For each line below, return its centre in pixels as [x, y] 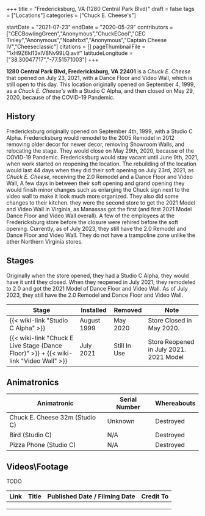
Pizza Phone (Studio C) [43, 445]
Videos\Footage [38, 467]
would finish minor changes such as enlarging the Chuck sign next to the [98, 189]
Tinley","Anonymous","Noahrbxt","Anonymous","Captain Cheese [87, 40]
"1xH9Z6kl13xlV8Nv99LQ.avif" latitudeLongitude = [70, 53]
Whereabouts [175, 404]
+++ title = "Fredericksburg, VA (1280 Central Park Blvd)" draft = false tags [100, 9]
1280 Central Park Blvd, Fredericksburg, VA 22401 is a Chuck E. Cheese [99, 71]
